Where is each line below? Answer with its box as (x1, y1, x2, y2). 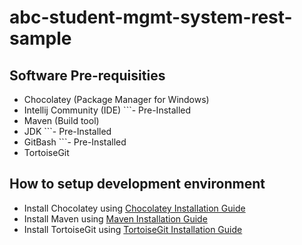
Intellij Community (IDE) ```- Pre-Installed (23, 104, 192, 116)
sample (9, 27, 72, 50)
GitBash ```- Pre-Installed (23, 136, 127, 148)
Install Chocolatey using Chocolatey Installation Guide (23, 202, 246, 214)
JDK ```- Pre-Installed (23, 126, 112, 137)
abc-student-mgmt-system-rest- (9, 6, 293, 29)
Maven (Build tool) (23, 115, 100, 126)
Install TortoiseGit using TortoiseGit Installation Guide (23, 223, 243, 235)
